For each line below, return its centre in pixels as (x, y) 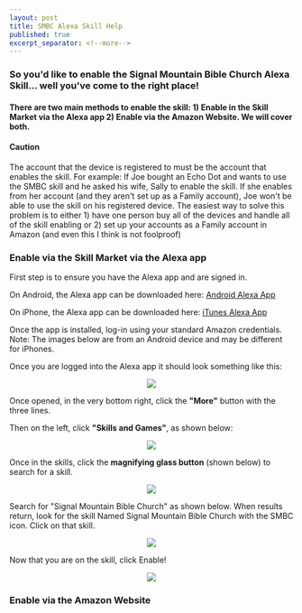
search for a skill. (41, 472)
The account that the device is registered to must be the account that (138, 167)
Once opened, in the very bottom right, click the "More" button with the (143, 401)
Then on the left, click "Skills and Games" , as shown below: (121, 428)
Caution (25, 147)
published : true (40, 34)
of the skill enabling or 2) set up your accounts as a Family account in (138, 224)
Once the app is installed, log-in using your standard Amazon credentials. (146, 330)
